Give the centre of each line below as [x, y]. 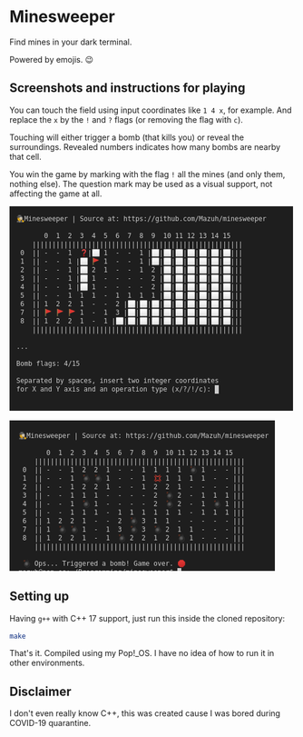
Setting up [39, 597]
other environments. [47, 663]
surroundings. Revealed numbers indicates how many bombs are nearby [145, 146]
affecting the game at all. [56, 194]
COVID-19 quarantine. [50, 723]
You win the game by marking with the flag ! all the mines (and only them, [147, 174]
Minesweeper [62, 17]
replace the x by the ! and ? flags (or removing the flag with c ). [126, 119]
